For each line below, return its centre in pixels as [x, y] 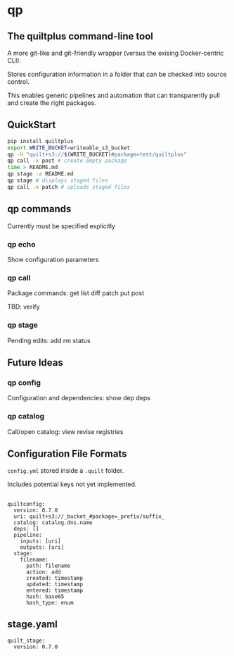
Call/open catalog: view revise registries [65, 431]
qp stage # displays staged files [58, 181]
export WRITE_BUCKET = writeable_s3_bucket [69, 148]
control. [19, 82]
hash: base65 [45, 596]
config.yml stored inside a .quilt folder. [66, 471]
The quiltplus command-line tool [80, 36]
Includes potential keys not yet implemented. [72, 484]
